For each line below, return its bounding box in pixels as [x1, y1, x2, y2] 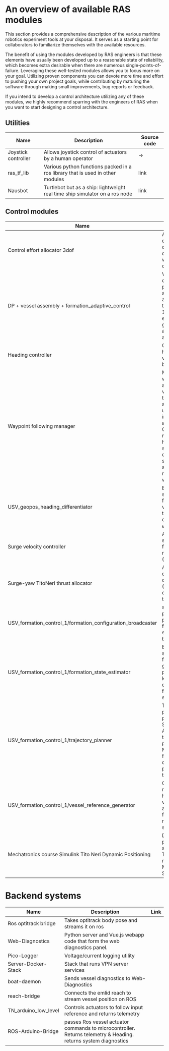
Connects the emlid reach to [64, 989, 131, 996]
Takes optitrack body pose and [64, 917, 137, 924]
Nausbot [8, 187, 28, 194]
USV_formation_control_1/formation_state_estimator [8, 669, 131, 676]
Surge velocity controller [8, 543, 66, 550]
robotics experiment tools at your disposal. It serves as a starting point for [5, 36, 158, 42]
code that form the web [64, 937, 120, 945]
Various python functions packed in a [43, 163, 132, 170]
